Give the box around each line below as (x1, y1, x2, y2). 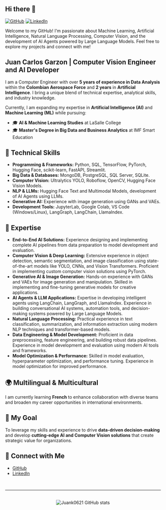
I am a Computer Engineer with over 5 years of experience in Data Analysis (5, 79, 161, 85)
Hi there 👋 (5, 5, 36, 13)
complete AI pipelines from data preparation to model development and (12, 242, 158, 248)
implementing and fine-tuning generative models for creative (12, 284, 136, 291)
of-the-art (12, 263, 33, 269)
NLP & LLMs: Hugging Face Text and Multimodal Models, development (12, 188, 157, 194)
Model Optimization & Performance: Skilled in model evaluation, (12, 353, 145, 359)
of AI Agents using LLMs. (12, 193, 64, 199)
